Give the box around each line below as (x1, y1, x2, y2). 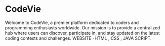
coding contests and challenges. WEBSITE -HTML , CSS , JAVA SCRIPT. (5, 35, 152, 41)
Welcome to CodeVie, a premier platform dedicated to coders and (5, 20, 139, 25)
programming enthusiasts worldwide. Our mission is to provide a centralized (5, 24, 161, 30)
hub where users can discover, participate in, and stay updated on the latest (5, 30, 160, 36)
